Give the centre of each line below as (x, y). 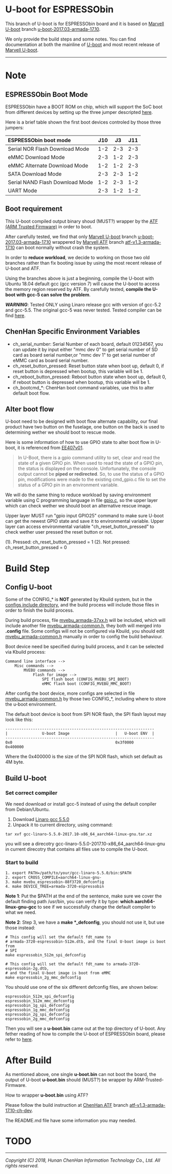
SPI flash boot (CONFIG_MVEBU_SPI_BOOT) (85, 679)
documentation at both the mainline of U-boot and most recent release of (83, 44)
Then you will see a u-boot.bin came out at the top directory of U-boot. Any (85, 1029)
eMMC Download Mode (36, 157)
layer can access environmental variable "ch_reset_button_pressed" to (80, 526)
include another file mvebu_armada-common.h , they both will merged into (83, 626)
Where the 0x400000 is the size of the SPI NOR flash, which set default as (84, 757)
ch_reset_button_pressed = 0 (36, 547)
